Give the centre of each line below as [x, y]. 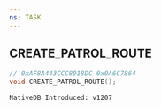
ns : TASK [25, 17]
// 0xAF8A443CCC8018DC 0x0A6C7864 [73, 74]
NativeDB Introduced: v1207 [61, 98]
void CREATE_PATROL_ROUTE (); [63, 82]
